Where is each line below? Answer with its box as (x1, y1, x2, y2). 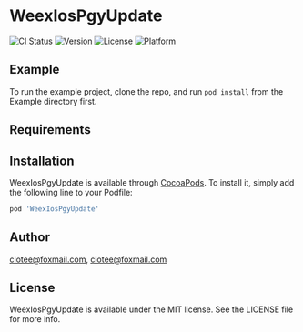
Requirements (9, 122, 91, 137)
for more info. (9, 314, 61, 325)
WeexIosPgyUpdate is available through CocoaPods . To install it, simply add (9, 176, 295, 187)
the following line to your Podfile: (9, 186, 134, 197)
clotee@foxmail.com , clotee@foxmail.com (9, 254, 167, 265)
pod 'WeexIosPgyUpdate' (9, 204, 100, 214)
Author (9, 229, 50, 246)
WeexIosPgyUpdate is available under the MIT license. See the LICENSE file (9, 304, 294, 315)
